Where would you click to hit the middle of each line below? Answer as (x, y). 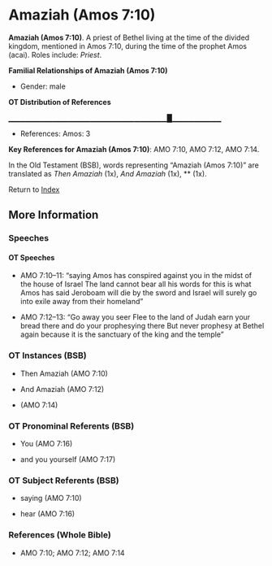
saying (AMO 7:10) (51, 499)
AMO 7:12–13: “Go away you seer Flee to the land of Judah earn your (135, 317)
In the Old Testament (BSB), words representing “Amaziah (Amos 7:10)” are (134, 165)
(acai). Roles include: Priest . (55, 54)
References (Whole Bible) (60, 535)
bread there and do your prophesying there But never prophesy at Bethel (142, 326)
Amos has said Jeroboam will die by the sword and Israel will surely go (138, 293)
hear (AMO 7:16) (47, 514)
